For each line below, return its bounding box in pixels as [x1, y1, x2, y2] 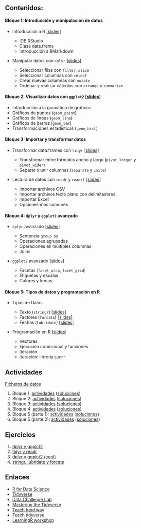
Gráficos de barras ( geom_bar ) [12, 120, 72, 126]
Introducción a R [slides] [12, 28, 61, 34]
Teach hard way [12, 507, 45, 512]
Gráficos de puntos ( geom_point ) [12, 110, 77, 116]
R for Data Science [12, 486, 50, 492]
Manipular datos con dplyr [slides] [12, 58, 82, 63]
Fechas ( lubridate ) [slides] [19, 319, 74, 326]
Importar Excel [19, 196, 49, 202]
